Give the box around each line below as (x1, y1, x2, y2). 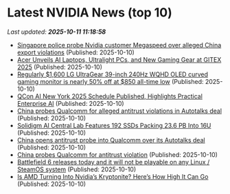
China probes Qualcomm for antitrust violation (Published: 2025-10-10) (16, 150, 218, 159)
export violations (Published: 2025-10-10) (16, 48, 135, 56)
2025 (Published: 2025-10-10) (16, 63, 103, 71)
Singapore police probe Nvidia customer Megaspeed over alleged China (16, 41, 222, 49)
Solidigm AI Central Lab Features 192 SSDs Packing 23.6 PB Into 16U (16, 121, 211, 129)
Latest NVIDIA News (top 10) (7, 5, 173, 21)
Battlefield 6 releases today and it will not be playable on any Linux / (16, 158, 210, 166)
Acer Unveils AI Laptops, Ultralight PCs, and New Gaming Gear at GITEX (16, 55, 222, 63)
